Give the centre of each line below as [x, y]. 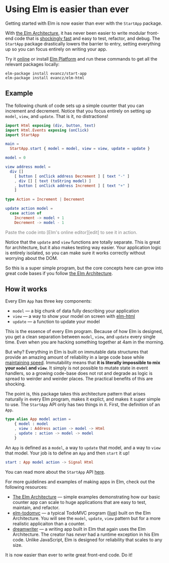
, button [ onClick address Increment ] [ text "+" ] [72, 186]
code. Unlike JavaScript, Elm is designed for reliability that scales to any [87, 540]
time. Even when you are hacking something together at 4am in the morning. [85, 342]
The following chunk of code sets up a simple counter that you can [75, 105]
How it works [26, 289]
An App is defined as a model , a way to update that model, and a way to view [83, 447]
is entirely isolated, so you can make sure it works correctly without [75, 253]
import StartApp [22, 135]
